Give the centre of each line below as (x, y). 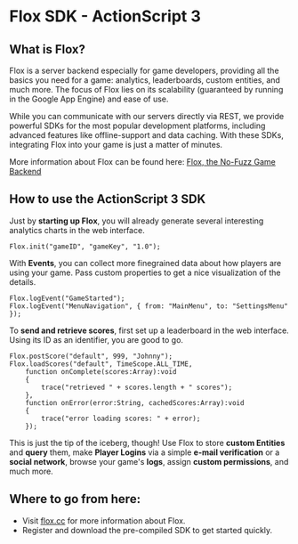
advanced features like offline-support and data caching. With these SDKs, (147, 135)
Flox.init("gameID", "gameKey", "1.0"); (85, 247)
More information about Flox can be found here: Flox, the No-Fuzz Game (142, 162)
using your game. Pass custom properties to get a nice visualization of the (145, 272)
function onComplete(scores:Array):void (101, 371)
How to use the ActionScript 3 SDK (108, 199)
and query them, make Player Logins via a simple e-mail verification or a (145, 452)
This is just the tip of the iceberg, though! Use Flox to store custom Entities (147, 443)
